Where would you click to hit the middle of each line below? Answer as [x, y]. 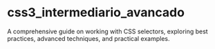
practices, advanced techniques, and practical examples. [89, 38]
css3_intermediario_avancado [96, 13]
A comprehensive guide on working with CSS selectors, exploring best [108, 31]
